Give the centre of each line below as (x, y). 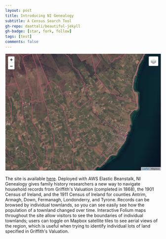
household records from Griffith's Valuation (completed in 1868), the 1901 (80, 189)
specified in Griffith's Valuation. (37, 231)
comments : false (22, 42)
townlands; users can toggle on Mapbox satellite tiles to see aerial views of (82, 221)
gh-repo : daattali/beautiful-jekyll (43, 26)
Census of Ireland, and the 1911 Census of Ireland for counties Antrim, (76, 194)
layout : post (19, 10)
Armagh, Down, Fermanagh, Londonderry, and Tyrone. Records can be (77, 199)
